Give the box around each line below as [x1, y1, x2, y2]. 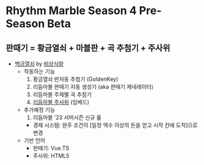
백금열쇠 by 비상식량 [14, 60, 64, 67]
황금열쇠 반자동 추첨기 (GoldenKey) [32, 75, 118, 83]
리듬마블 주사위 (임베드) [32, 99, 90, 106]
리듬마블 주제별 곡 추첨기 [32, 91, 92, 98]
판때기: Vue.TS [32, 145, 70, 152]
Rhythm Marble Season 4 [5, 4, 137, 18]
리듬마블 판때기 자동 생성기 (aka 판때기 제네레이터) [32, 83, 154, 90]
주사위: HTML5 [32, 152, 70, 159]
